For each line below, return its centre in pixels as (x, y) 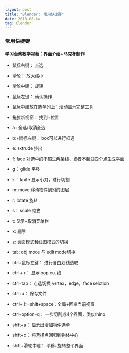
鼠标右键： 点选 (28, 65)
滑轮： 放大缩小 (28, 76)
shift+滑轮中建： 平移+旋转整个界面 (48, 346)
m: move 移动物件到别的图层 (41, 190)
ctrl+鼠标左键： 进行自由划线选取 (45, 263)
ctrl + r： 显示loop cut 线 (37, 273)
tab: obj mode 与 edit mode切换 (44, 252)
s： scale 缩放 (26, 211)
